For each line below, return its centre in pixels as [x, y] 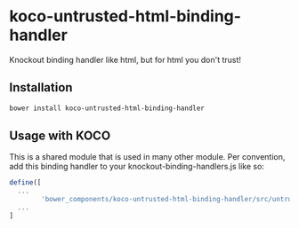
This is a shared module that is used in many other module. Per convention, [147, 157]
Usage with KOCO [60, 136]
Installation [41, 87]
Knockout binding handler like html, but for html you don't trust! [125, 59]
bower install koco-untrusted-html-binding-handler [107, 108]
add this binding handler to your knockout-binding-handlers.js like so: [137, 167]
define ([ [25, 183]
